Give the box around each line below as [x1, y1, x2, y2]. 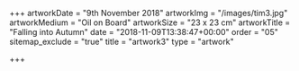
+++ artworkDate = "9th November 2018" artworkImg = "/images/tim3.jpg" [9, 8, 288, 18]
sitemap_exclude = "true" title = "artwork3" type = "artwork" [9, 36, 234, 47]
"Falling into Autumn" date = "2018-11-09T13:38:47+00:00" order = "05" [9, 27, 279, 37]
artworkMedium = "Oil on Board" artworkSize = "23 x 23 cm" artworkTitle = [9, 17, 291, 28]
